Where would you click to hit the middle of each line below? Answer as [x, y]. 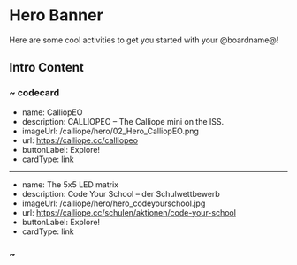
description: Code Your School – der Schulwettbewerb [121, 193]
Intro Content [46, 68]
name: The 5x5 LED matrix [70, 184]
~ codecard [34, 93]
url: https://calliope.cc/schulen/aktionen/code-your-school [129, 212]
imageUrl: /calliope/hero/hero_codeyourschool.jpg [114, 203]
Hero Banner [56, 15]
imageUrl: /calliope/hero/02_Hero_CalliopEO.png [110, 131]
